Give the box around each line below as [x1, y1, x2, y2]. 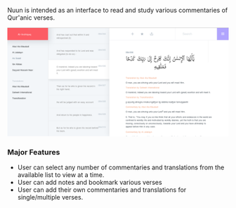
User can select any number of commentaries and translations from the [17, 163, 225, 171]
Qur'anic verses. [7, 13, 55, 22]
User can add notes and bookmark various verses [17, 178, 163, 187]
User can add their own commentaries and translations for [17, 186, 187, 194]
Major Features [7, 147, 60, 157]
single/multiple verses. [17, 193, 84, 202]
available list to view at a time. [17, 171, 105, 179]
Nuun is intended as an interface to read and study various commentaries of [7, 6, 228, 14]
